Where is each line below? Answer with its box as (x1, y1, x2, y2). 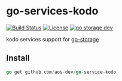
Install (6, 53, 30, 64)
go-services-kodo (6, 4, 99, 18)
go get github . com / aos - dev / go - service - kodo (6, 69, 117, 75)
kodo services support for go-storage (6, 35, 99, 43)
